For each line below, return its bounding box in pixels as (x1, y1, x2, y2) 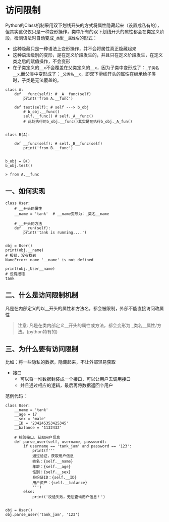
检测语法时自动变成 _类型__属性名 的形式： (14, 35, 97, 41)
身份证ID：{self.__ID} (32, 475, 77, 480)
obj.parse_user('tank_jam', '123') (5, 512, 80, 517)
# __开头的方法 (14, 221, 42, 226)
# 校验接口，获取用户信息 (14, 435, 61, 440)
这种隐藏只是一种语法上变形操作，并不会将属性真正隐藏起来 (12, 45, 137, 51)
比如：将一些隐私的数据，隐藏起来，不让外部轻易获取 (5, 359, 116, 365)
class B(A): (5, 132, 30, 137)
